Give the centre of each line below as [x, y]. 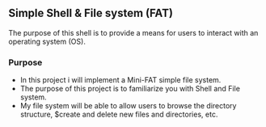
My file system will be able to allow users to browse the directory [128, 106]
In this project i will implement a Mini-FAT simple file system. [120, 80]
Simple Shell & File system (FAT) [91, 13]
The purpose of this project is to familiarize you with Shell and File [130, 89]
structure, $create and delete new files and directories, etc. [119, 114]
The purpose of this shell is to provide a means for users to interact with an [133, 32]
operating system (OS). [47, 41]
